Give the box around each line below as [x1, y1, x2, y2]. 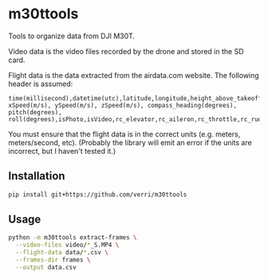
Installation [8, 169, 65, 183]
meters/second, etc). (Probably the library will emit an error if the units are [8, 137, 253, 147]
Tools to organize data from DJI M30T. [8, 31, 136, 41]
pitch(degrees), [8, 108, 62, 116]
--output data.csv [15, 263, 77, 271]
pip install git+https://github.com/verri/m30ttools [8, 191, 187, 198]
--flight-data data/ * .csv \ [15, 249, 109, 257]
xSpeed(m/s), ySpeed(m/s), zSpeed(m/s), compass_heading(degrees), [8, 101, 238, 109]
